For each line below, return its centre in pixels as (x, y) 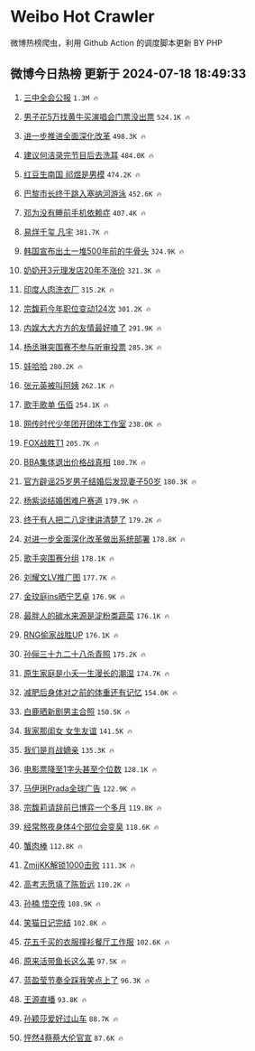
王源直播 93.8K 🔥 (55, 999)
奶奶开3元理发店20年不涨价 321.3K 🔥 (92, 270)
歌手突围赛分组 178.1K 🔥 (69, 558)
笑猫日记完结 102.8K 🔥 (65, 922)
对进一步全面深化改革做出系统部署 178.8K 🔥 (104, 538)
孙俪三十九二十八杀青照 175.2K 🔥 (85, 654)
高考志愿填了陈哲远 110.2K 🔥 (77, 884)
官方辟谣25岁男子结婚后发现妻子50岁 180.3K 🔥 (110, 481)
